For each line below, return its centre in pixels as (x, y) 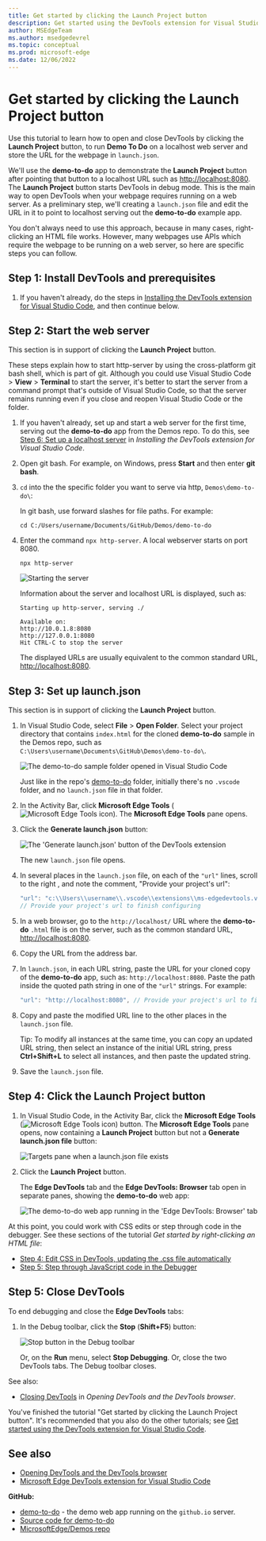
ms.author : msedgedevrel (49, 38)
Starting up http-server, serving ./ (82, 608)
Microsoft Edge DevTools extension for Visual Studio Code (115, 1481)
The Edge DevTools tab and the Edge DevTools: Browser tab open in (133, 1187)
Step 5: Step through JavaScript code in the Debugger (108, 1267)
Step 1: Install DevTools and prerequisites (112, 278)
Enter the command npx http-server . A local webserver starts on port (133, 540)
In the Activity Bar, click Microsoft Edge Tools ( (97, 805)
